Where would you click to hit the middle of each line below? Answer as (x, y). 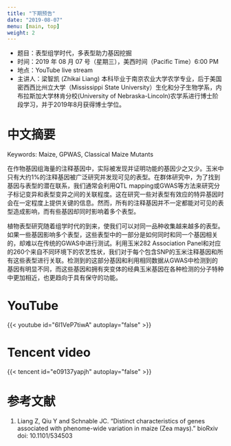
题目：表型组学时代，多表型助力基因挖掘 (74, 53)
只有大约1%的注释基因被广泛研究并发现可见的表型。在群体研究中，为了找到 (114, 177)
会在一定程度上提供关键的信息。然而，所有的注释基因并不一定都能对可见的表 (115, 203)
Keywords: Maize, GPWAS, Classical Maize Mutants (80, 155)
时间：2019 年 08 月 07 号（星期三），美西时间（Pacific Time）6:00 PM (118, 62)
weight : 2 (21, 33)
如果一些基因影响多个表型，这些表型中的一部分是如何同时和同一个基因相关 (112, 235)
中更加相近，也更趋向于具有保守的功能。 (64, 278)
